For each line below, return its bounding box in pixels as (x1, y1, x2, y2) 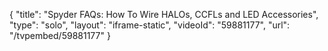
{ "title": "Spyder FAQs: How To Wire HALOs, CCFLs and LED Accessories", (9, 9, 319, 20)
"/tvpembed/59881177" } (9, 30, 111, 41)
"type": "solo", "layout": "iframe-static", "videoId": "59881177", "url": (9, 19, 291, 31)
